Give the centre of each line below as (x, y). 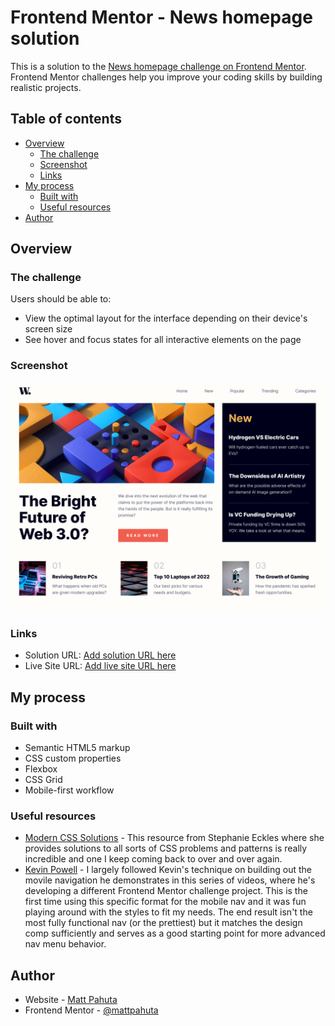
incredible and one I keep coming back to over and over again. (153, 859)
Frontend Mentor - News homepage (161, 17)
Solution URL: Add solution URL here (100, 655)
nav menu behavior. (65, 944)
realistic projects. (46, 87)
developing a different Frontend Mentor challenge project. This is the (166, 891)
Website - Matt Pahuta (71, 1000)
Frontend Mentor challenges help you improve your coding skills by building (166, 77)
